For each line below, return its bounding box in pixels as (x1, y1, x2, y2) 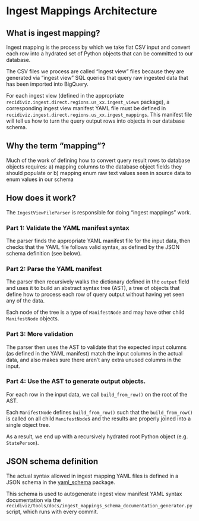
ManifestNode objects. (6, 315, 59, 322)
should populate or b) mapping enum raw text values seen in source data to (6, 169, 191, 176)
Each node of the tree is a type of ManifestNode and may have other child (6, 308, 185, 316)
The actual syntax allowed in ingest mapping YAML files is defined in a (6, 472, 179, 479)
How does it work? (6, 193, 77, 203)
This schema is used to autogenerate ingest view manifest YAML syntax (6, 490, 182, 497)
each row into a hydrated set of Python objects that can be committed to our (6, 50, 193, 57)
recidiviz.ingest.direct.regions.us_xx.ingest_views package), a (6, 98, 170, 105)
